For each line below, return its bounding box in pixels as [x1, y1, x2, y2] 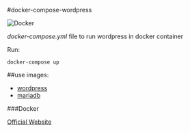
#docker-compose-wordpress [7, 6, 92, 14]
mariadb [16, 92, 41, 99]
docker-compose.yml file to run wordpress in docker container [7, 32, 184, 40]
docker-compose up [7, 59, 59, 66]
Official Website [7, 118, 52, 126]
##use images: [7, 71, 49, 79]
